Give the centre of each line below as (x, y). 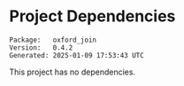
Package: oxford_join (53, 40)
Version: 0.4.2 (41, 47)
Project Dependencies (92, 16)
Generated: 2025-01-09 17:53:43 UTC (77, 55)
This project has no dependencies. (72, 72)
